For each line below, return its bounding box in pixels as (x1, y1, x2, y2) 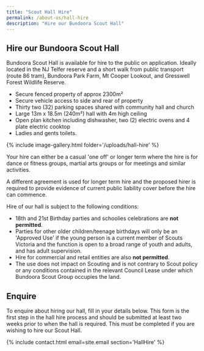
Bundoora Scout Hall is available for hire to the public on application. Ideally (6, 59, 197, 67)
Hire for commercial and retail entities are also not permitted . (15, 254, 170, 261)
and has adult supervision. (15, 247, 82, 254)
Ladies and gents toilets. (15, 130, 78, 137)
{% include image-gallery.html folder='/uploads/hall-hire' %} (6, 141, 159, 149)
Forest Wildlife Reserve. (6, 79, 66, 86)
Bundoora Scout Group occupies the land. (15, 273, 121, 281)
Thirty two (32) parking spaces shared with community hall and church (15, 103, 194, 111)
